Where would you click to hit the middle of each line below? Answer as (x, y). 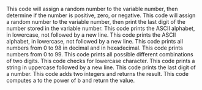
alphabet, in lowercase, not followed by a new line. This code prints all (95, 41)
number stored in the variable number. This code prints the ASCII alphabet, (101, 28)
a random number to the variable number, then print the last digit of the (96, 22)
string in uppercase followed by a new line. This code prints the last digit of (101, 67)
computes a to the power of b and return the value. (71, 80)
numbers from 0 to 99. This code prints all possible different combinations (100, 54)
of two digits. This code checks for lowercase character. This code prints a (101, 61)
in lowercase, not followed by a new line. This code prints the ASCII (91, 35)
